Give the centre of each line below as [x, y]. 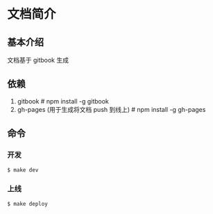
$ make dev [23, 170]
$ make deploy [28, 204]
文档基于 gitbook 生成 [38, 60]
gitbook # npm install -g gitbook [63, 101]
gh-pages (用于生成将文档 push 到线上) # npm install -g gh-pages [111, 109]
